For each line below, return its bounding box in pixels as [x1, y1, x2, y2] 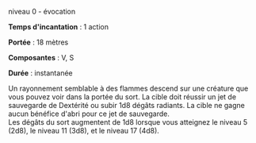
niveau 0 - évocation [8, 7, 76, 16]
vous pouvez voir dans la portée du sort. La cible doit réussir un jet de [8, 92, 236, 102]
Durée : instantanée [8, 68, 73, 78]
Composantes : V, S [8, 53, 75, 62]
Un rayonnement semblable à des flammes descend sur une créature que [8, 83, 249, 93]
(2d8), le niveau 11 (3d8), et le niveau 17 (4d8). [8, 126, 160, 135]
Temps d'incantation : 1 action [8, 22, 109, 31]
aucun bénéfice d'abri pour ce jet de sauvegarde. [8, 109, 170, 118]
